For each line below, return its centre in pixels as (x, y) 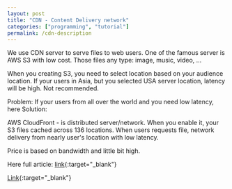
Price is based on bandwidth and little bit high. (74, 151)
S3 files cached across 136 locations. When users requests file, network (111, 130)
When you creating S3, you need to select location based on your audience (115, 74)
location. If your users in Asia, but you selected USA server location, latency (116, 81)
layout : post (26, 14)
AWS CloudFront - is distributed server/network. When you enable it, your (113, 123)
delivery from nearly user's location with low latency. (83, 138)
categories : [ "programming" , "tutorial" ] (68, 26)
